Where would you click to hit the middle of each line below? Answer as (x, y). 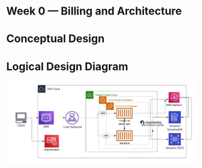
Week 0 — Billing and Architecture (94, 11)
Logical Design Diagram (67, 66)
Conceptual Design (55, 39)
